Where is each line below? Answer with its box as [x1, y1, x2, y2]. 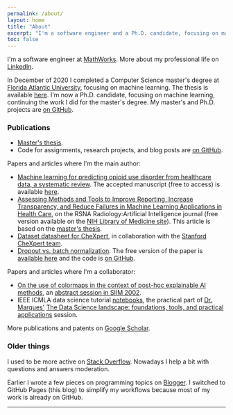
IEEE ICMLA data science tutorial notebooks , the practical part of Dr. [17, 296, 213, 304]
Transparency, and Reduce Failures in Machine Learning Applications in [17, 202, 223, 211]
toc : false [7, 36, 39, 43]
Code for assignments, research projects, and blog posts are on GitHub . [17, 146, 223, 154]
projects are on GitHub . [7, 106, 74, 114]
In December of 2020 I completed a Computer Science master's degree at [7, 76, 220, 84]
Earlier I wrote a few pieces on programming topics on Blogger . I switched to [7, 378, 226, 386]
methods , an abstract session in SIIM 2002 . [17, 288, 142, 297]
